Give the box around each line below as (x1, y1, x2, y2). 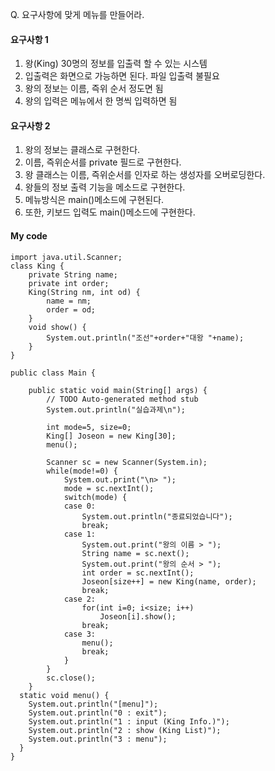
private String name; (28, 269, 118, 280)
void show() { (28, 322, 87, 332)
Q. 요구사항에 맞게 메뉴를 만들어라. (10, 9, 145, 20)
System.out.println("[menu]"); (28, 699, 159, 709)
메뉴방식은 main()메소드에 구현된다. (24, 194, 165, 206)
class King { (10, 261, 65, 271)
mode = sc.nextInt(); (63, 483, 155, 493)
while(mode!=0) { (46, 466, 118, 476)
